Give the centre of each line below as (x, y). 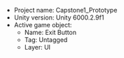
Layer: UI (37, 47)
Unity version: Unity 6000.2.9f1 (59, 17)
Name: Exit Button (50, 32)
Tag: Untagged (46, 40)
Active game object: (43, 25)
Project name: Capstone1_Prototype (66, 10)
